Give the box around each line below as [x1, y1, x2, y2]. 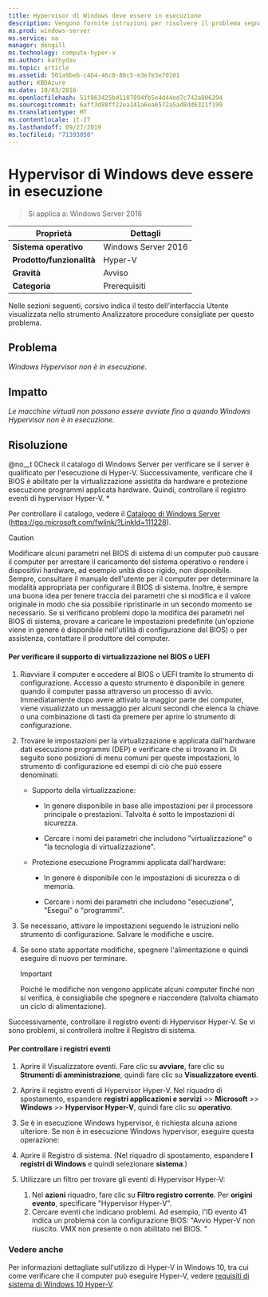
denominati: [19, 770, 59, 780]
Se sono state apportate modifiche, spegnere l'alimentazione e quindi [19, 945, 249, 955]
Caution [8, 533, 34, 542]
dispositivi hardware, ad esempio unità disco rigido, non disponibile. [8, 566, 232, 574]
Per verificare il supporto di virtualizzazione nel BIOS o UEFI [8, 651, 210, 661]
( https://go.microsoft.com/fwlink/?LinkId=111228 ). [8, 518, 171, 526]
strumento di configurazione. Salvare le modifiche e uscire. [19, 930, 215, 939]
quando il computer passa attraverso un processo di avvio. [19, 687, 214, 696]
